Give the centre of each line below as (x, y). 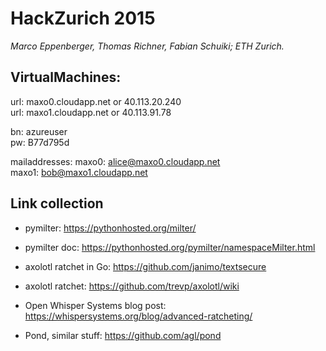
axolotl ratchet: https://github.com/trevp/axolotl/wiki (132, 286)
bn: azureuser (39, 131)
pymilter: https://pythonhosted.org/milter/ (110, 228)
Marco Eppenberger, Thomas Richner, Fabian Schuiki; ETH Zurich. (147, 46)
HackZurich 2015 (83, 18)
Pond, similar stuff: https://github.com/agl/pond (123, 335)
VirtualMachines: (66, 77)
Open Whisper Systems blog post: (95, 305)
